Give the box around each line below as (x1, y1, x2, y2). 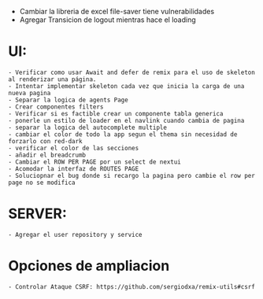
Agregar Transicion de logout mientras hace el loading (19, 15, 197, 24)
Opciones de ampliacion (8, 257, 170, 275)
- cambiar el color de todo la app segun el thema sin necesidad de (8, 130, 238, 138)
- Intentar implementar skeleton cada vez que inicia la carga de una (8, 82, 245, 90)
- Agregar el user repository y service (8, 231, 143, 238)
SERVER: (8, 205, 67, 223)
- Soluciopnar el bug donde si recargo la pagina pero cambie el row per (8, 172, 256, 179)
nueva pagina (8, 89, 51, 97)
